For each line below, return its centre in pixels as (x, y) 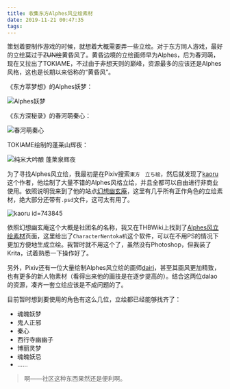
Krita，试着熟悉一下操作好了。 (50, 253)
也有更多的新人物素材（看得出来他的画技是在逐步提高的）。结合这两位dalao (112, 276)
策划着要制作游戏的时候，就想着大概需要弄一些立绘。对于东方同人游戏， (109, 47)
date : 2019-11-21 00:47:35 (46, 20)
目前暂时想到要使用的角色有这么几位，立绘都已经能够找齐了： (94, 299)
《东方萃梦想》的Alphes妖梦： (50, 87)
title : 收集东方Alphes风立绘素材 (50, 13)
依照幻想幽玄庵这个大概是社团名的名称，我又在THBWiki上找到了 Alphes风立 (113, 227)
